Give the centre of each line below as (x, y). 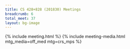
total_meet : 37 (20, 18)
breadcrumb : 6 (19, 14)
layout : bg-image (22, 23)
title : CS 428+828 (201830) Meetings (43, 9)
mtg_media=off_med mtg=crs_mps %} (43, 42)
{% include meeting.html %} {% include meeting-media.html (65, 37)
